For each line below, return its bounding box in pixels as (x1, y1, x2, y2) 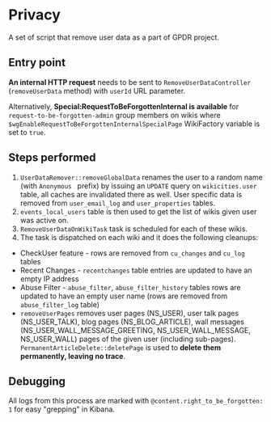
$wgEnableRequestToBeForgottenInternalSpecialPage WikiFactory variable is (8, 119, 260, 129)
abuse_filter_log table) (19, 299, 100, 309)
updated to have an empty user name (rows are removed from (19, 291, 228, 301)
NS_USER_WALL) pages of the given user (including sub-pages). (19, 334, 236, 344)
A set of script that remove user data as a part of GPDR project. (8, 32, 220, 42)
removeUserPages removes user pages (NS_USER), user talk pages (19, 308, 239, 318)
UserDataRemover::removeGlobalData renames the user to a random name (19, 172, 263, 182)
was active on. (19, 215, 69, 225)
